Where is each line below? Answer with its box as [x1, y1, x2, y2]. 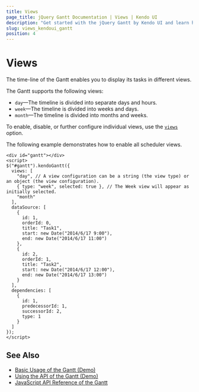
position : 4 [6, 31, 36, 37]
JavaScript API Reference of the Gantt [14, 378, 108, 386]
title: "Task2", [21, 262, 62, 268]
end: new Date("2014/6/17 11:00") [21, 236, 108, 242]
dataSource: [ [11, 204, 46, 211]
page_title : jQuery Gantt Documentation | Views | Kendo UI [6, 14, 158, 20]
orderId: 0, [21, 220, 52, 226]
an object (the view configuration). [6, 179, 99, 185]
